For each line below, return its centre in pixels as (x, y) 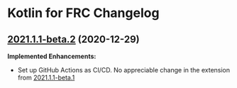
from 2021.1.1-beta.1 (46, 77)
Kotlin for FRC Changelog (83, 13)
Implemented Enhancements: (52, 56)
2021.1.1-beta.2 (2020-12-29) (73, 39)
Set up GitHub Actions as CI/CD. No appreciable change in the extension (124, 70)
